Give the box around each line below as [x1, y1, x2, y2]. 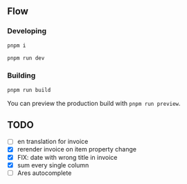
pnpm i [7, 42, 26, 49]
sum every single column [17, 160, 89, 169]
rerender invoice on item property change [17, 145, 137, 154]
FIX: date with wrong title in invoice [17, 153, 118, 161]
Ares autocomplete [17, 169, 72, 177]
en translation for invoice [17, 138, 89, 146]
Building [7, 71, 36, 80]
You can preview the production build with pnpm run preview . [7, 99, 181, 107]
